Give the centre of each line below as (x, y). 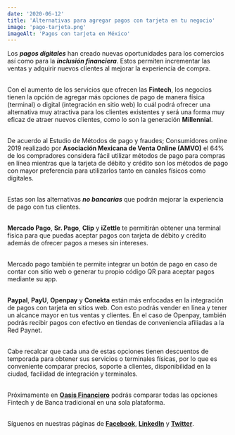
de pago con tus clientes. (44, 207)
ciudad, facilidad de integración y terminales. (72, 374)
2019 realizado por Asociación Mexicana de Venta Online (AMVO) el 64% (116, 148)
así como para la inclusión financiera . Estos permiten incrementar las (109, 61)
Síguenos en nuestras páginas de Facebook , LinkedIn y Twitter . (101, 424)
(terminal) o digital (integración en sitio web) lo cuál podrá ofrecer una (109, 105)
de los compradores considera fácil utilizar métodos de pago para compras (116, 156)
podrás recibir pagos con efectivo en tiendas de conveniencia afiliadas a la (116, 323)
